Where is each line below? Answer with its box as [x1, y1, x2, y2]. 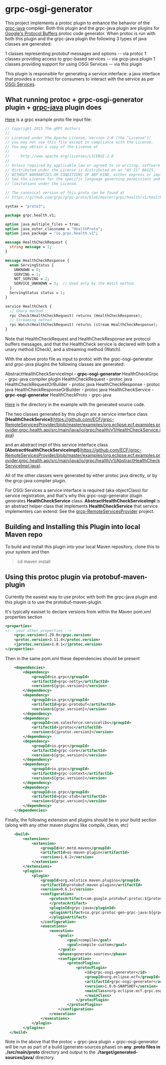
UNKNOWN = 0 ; [14, 267, 41, 272]
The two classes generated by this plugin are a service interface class [5, 411, 148, 417]
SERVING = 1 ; [14, 272, 41, 277]
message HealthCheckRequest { [5, 240, 68, 245]
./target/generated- [96, 1049, 138, 1055]
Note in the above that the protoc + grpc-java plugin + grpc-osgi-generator [5, 1039, 159, 1045]
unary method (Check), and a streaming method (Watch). [5, 346, 122, 352]
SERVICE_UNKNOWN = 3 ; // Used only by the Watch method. [14, 281, 136, 286]
